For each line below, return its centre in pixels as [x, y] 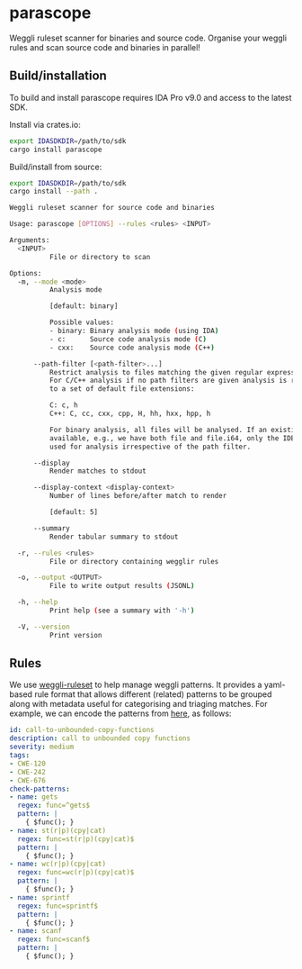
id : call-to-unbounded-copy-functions [82, 730]
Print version [75, 635]
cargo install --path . [54, 192]
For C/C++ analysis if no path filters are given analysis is [168, 381]
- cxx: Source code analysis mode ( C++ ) [132, 348]
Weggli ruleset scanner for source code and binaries [112, 208]
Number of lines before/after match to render [138, 496]
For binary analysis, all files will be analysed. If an [158, 430]
